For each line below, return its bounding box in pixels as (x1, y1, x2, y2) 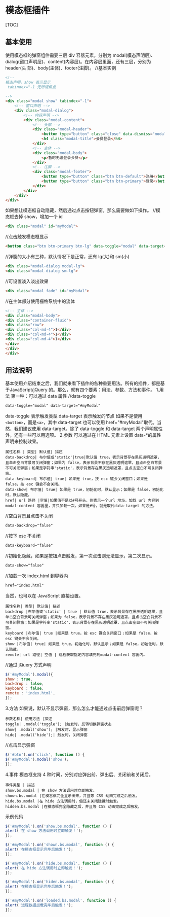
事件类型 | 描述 (5, 782, 35, 788)
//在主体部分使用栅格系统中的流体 (5, 298, 75, 304)
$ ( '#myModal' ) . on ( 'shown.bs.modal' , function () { (5, 842, 114, 848)
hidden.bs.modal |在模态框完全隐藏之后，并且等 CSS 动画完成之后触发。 (5, 804, 142, 809)
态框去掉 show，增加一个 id (5, 214, 63, 220)
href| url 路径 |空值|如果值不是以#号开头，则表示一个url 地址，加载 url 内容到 (5, 498, 159, 503)
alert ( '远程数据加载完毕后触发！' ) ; (5, 902, 73, 908)
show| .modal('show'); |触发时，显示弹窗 (5, 727, 88, 732)
